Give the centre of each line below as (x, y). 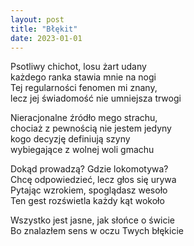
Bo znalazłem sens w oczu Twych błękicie (97, 231)
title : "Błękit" (44, 29)
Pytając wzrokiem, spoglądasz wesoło (89, 190)
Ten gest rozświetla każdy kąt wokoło (87, 201)
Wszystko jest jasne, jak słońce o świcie (93, 220)
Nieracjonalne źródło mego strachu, (84, 118)
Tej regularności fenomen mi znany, (84, 88)
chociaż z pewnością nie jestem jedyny (91, 128)
